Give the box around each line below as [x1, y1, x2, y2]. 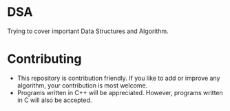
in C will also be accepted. [17, 96, 92, 104]
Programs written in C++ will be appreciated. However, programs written [17, 88, 224, 97]
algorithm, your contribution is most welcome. [17, 81, 148, 90]
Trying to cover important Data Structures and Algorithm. [7, 27, 169, 35]
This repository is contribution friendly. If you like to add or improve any [17, 74, 220, 82]
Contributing [7, 51, 82, 67]
